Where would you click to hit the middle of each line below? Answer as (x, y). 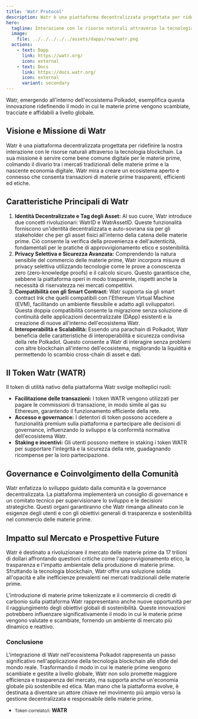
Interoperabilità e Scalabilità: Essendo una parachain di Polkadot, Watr (101, 329)
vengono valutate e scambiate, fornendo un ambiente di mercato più (89, 620)
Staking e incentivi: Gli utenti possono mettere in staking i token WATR (101, 443)
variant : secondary (45, 83)
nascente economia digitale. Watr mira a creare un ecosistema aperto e (93, 170)
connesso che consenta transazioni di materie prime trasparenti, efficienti (96, 177)
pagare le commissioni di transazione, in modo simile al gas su (90, 405)
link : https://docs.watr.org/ (59, 72)
